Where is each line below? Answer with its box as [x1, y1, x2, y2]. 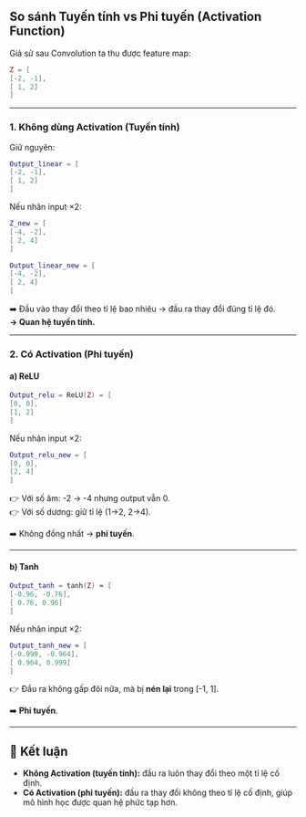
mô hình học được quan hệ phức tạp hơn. [22, 797, 178, 808]
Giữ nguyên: [9, 141, 56, 152]
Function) [9, 24, 66, 39]
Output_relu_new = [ [9, 450, 88, 459]
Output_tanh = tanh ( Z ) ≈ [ [9, 581, 112, 591]
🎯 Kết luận [9, 743, 68, 759]
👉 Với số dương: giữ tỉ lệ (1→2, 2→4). [9, 507, 152, 518]
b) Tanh [9, 560, 39, 571]
